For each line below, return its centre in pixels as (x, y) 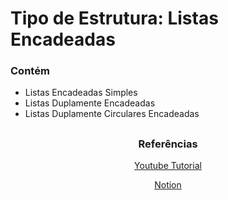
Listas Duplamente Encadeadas (90, 103)
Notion (168, 185)
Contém (30, 71)
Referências (168, 144)
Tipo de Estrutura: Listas (114, 18)
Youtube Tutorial (168, 166)
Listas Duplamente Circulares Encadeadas (112, 114)
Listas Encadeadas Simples (81, 93)
